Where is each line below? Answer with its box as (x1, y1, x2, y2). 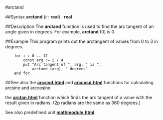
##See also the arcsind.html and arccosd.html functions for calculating (5, 80, 154, 85)
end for (14, 71, 30, 76)
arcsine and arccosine (5, 85, 51, 91)
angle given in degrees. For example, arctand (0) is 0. (5, 29, 116, 34)
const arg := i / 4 (23, 58, 64, 63)
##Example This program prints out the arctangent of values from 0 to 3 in (5, 38, 158, 44)
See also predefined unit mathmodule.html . (5, 110, 96, 115)
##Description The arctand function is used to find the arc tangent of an (5, 23, 154, 29)
